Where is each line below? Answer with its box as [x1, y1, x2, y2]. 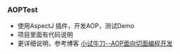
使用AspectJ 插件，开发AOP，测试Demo [17, 22, 134, 30]
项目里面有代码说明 [17, 30, 74, 39]
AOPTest [7, 5, 39, 15]
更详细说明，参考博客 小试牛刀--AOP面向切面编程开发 [17, 39, 173, 48]
